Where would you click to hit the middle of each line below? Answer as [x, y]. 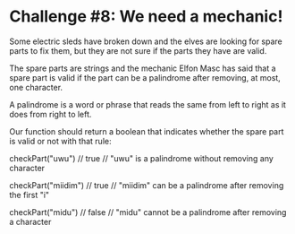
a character [30, 221]
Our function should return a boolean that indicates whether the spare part [147, 131]
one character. [36, 87]
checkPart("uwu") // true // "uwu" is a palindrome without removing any [142, 158]
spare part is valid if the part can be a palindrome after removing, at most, [145, 77]
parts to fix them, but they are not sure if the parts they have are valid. [138, 50]
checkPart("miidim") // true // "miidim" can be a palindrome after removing [147, 185]
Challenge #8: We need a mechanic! [146, 17]
